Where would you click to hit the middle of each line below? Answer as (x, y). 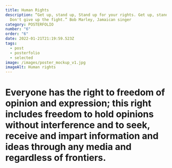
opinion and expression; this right (78, 103)
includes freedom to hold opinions (80, 114)
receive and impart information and (82, 136)
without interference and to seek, (78, 125)
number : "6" (18, 29)
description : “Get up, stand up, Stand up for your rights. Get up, (80, 15)
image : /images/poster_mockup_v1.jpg (46, 62)
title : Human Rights (27, 10)
